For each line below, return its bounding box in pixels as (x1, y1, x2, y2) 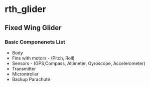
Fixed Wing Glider (5, 23, 62, 32)
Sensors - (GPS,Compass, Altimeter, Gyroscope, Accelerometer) (12, 60, 146, 66)
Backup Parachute (12, 76, 51, 82)
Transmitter (12, 65, 36, 71)
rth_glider (5, 3, 46, 15)
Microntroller (12, 71, 39, 77)
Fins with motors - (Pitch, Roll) (12, 55, 75, 61)
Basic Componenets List (5, 38, 66, 45)
